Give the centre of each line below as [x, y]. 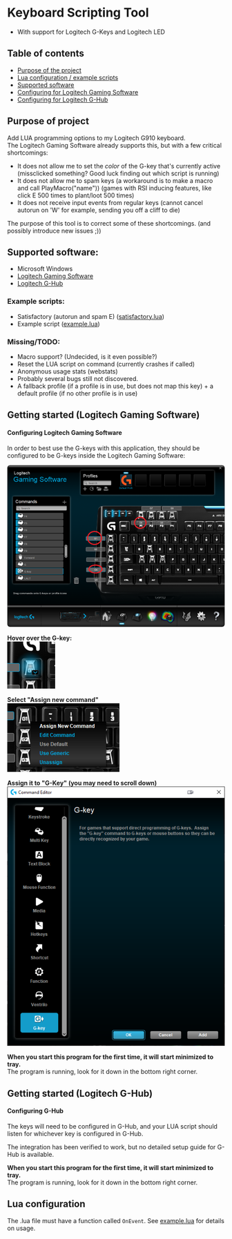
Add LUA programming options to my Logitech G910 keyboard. [96, 138]
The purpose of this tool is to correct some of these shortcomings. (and [109, 223]
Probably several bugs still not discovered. [78, 378]
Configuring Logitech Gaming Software [65, 432]
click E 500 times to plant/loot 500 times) [76, 195]
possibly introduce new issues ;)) [54, 231]
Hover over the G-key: [40, 638]
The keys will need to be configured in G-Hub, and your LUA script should [112, 1126]
